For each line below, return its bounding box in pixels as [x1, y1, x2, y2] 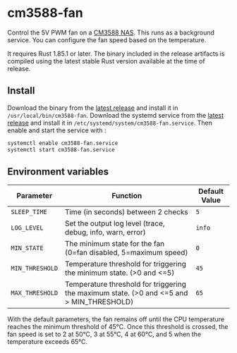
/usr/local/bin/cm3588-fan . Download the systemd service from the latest [7, 111, 224, 119]
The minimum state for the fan [64, 239, 165, 249]
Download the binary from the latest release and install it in [7, 104, 178, 112]
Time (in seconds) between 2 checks [64, 207, 188, 217]
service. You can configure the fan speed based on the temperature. [7, 35, 207, 44]
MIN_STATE [11, 244, 44, 252]
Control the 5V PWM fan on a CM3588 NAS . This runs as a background [7, 28, 215, 37]
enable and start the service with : [7, 125, 107, 135]
